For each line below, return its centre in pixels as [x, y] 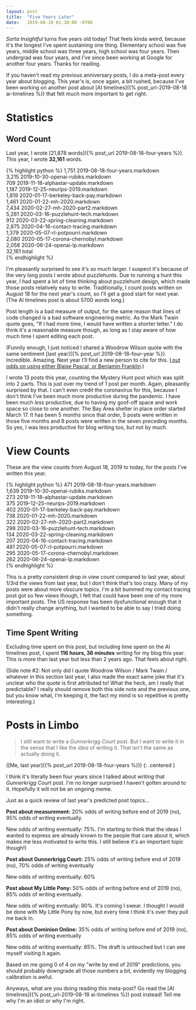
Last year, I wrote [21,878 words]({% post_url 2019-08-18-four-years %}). [95, 153]
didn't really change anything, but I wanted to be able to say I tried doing [94, 608]
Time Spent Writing [42, 633]
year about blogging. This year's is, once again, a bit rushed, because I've [95, 81]
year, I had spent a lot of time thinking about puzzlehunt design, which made [98, 281]
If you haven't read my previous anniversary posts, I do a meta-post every [95, 75]
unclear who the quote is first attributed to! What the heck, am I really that [95, 683]
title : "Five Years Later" [40, 17]
